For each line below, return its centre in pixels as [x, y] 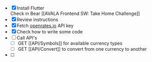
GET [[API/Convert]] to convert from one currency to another [82, 49]
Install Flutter [31, 8]
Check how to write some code [50, 32]
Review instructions [37, 19]
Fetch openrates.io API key [45, 26]
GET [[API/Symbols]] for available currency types [70, 43]
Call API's [27, 38]
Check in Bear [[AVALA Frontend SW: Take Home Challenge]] [75, 13]
